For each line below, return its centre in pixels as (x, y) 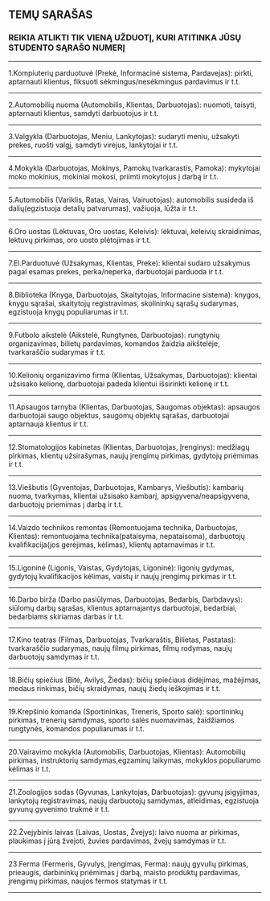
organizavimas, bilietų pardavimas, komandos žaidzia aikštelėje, (114, 344)
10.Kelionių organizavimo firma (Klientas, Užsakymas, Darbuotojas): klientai (133, 375)
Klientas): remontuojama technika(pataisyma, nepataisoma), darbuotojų (127, 536)
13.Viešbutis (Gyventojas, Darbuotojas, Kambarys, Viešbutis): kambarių (126, 487)
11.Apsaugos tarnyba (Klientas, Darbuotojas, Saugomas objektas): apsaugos (134, 406)
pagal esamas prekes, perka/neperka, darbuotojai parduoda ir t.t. (116, 271)
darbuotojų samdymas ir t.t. (54, 656)
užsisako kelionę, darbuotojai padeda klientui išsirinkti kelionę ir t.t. (119, 384)
